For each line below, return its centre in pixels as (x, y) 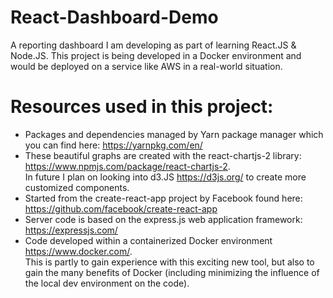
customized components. (77, 187)
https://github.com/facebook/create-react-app (121, 208)
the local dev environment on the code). (107, 283)
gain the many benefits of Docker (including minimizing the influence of (172, 272)
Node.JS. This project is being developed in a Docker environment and (156, 55)
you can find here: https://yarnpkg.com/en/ (113, 145)
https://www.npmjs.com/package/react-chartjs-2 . (127, 166)
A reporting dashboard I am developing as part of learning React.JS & (153, 45)
